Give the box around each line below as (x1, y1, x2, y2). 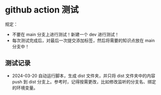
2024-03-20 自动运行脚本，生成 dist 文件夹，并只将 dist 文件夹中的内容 (12, 73, 156, 79)
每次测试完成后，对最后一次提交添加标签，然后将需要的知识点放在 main (12, 37, 155, 43)
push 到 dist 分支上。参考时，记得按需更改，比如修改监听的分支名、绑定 (12, 79, 157, 84)
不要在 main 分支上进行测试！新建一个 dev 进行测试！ (12, 31, 119, 37)
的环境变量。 (12, 85, 38, 91)
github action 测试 (5, 4, 79, 15)
